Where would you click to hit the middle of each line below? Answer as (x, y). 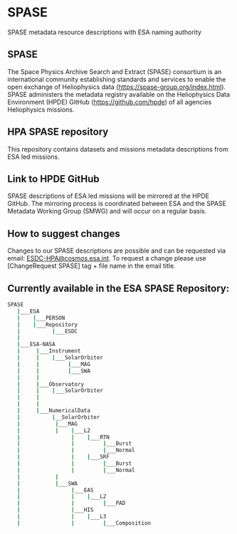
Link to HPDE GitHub (53, 179)
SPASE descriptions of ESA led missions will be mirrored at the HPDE (109, 196)
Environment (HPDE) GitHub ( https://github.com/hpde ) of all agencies (110, 102)
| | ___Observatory (50, 384)
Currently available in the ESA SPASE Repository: (118, 288)
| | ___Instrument (49, 351)
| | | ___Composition (84, 523)
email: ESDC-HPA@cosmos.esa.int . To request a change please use (107, 258)
